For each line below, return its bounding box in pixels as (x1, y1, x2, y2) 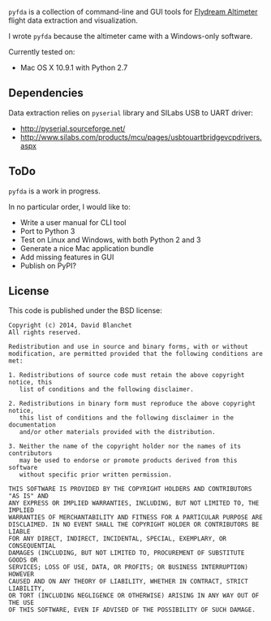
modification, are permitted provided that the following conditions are (8, 350, 264, 358)
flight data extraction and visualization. (8, 15, 138, 25)
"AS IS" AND (8, 492, 49, 501)
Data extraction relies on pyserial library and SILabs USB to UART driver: (8, 107, 254, 117)
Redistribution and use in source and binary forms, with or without (8, 343, 249, 351)
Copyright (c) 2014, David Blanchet (8, 321, 132, 330)
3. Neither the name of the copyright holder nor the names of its (8, 442, 242, 450)
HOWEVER (8, 571, 35, 579)
